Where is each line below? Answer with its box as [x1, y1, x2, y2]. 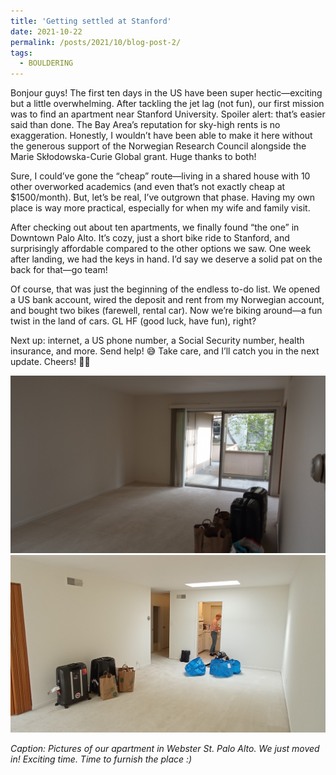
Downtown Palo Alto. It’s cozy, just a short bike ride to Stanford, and [10, 232, 290, 244]
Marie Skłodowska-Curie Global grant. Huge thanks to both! [10, 151, 257, 163]
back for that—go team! [10, 264, 108, 276]
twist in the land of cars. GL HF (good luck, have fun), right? [10, 315, 257, 327]
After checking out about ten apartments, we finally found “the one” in [10, 221, 300, 234]
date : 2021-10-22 [10, 26, 83, 37]
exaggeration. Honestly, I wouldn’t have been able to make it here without [10, 130, 313, 142]
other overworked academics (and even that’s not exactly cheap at [10, 181, 286, 193]
